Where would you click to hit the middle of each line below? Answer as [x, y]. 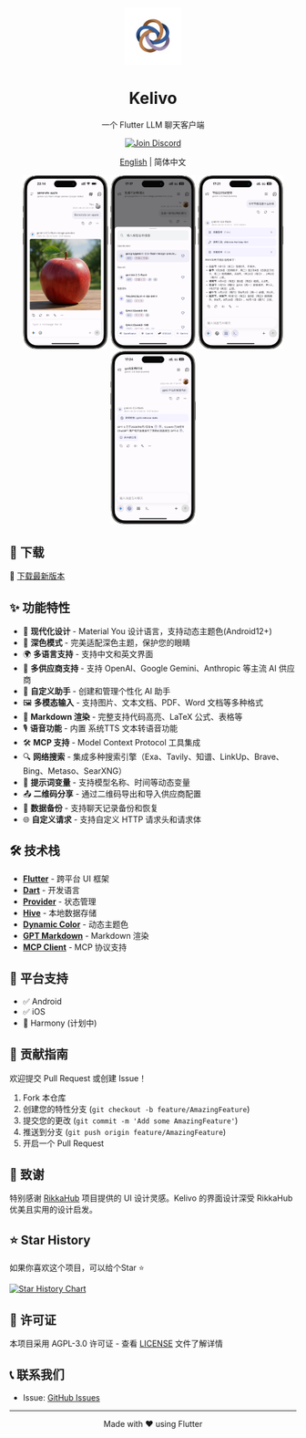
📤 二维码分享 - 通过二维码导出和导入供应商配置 [112, 794]
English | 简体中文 [153, 162]
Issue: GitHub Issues [61, 1397]
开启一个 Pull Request [63, 1143]
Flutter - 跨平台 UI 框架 [66, 879]
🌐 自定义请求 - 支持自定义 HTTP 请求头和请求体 [112, 819]
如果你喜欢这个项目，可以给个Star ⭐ [77, 1268]
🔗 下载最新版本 [37, 576]
